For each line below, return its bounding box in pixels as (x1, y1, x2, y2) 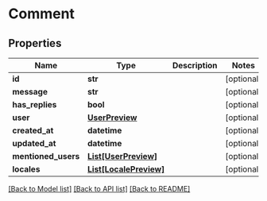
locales (12, 164, 41, 175)
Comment (8, 5, 75, 23)
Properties (8, 37, 62, 50)
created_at (12, 125, 54, 136)
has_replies (12, 99, 57, 110)
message (12, 87, 48, 97)
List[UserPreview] (87, 151, 157, 161)
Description (172, 60, 218, 71)
